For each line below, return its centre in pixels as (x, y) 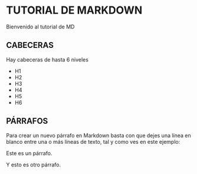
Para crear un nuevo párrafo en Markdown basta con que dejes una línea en (99, 135)
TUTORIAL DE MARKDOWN (74, 10)
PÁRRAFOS (27, 121)
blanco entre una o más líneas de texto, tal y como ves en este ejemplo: (93, 141)
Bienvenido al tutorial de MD (40, 27)
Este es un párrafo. (29, 153)
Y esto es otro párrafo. (33, 165)
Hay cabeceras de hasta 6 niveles (47, 59)
